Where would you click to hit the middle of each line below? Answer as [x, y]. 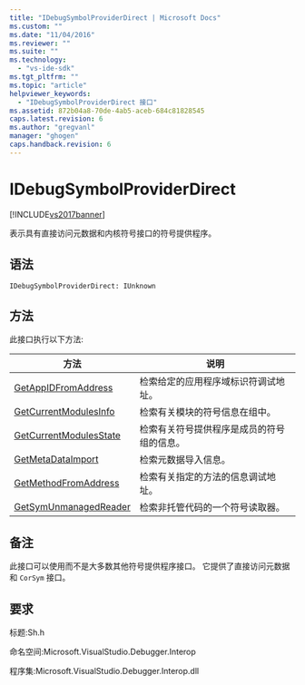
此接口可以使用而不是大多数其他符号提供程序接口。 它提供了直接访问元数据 [150, 566]
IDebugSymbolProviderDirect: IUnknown [83, 286]
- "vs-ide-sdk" [46, 69]
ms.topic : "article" [49, 85]
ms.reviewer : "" [40, 43]
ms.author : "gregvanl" [52, 128]
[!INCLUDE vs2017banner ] [58, 214]
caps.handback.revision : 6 [60, 144]
